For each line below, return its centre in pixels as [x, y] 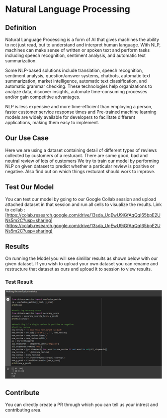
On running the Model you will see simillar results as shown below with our [82, 258]
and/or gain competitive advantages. [43, 97]
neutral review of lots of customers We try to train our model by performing [82, 161]
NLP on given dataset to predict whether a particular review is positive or [80, 166]
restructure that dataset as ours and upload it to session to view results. [79, 269]
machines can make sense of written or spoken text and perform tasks [78, 50]
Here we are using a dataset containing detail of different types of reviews [81, 150]
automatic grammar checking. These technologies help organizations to [79, 86]
